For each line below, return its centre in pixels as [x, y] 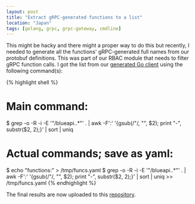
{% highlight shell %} [32, 83]
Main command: [47, 107]
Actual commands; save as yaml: [90, 154]
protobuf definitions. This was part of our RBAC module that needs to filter [97, 58]
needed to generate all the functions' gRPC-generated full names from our [98, 52]
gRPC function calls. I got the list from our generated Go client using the [95, 65]
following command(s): [34, 71]
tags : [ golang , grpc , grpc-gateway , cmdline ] [64, 28]
